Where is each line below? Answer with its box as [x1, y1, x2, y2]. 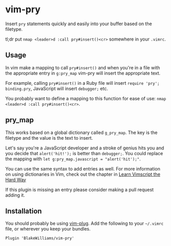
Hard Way [5, 176, 27, 183]
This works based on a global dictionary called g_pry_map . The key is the [5, 129, 158, 136]
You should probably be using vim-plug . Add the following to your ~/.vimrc [5, 220, 164, 226]
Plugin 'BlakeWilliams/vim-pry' [5, 236, 74, 241]
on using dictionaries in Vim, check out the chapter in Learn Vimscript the [5, 171, 160, 177]
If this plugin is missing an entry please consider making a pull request [5, 186, 154, 193]
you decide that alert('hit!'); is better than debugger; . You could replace [5, 150, 163, 156]
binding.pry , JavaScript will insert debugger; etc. [5, 85, 109, 91]
